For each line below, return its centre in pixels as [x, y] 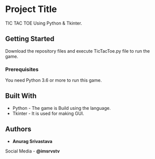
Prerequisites [22, 69]
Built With [21, 96]
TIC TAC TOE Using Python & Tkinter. [44, 23]
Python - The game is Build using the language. [62, 108]
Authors [18, 129]
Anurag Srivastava [32, 141]
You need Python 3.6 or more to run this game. [53, 80]
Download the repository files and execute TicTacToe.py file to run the [77, 51]
